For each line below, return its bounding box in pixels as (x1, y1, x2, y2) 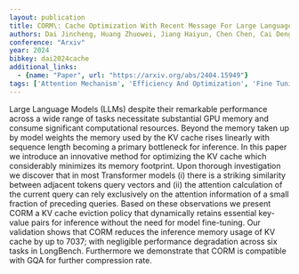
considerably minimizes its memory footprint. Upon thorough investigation (9, 160, 282, 171)
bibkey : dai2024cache (9, 54, 90, 63)
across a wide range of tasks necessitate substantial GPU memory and (9, 113, 270, 124)
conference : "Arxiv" (9, 37, 86, 47)
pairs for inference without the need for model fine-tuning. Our (30, 217, 261, 228)
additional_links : (9, 63, 77, 72)
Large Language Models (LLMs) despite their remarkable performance (9, 103, 268, 114)
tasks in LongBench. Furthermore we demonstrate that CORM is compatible (9, 246, 287, 256)
